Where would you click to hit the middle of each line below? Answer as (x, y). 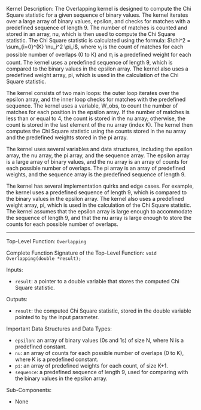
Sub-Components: (29, 390)
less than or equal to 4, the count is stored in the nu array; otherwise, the (96, 118)
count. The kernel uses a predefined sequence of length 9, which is (89, 62)
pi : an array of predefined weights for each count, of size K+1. (92, 365)
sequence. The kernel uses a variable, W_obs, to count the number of (92, 105)
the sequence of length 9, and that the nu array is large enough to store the (99, 218)
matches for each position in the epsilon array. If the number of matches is (98, 112)
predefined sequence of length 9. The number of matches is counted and (97, 27)
